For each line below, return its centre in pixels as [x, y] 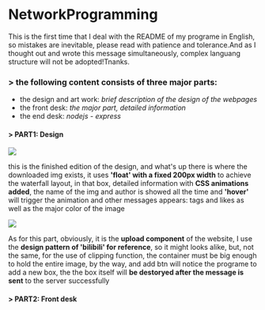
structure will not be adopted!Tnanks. [69, 62]
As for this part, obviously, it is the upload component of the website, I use [131, 239]
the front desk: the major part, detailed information [102, 108]
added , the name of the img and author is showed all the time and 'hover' [129, 192]
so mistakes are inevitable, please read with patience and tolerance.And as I [132, 44]
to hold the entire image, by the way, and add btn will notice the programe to [132, 264]
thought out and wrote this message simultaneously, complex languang [125, 53]
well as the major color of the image [66, 209]
